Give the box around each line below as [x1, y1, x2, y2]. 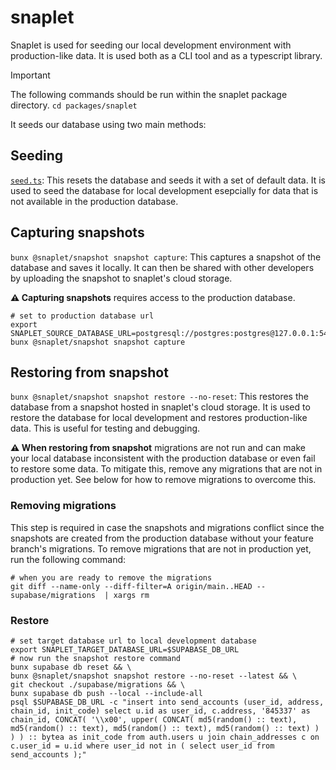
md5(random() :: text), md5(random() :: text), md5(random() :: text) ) [10, 723, 320, 733]
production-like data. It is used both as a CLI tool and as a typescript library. [10, 49, 323, 61]
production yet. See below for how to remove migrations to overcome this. [10, 474, 317, 486]
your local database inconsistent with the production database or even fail [10, 452, 316, 465]
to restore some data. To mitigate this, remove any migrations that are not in [10, 463, 323, 475]
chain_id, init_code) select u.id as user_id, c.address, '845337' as [10, 706, 311, 716]
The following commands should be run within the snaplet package [10, 88, 288, 100]
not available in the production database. [10, 195, 179, 207]
